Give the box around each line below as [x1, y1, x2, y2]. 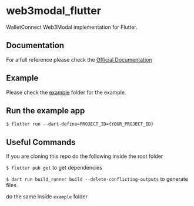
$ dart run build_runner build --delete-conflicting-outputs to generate [6, 175, 188, 183]
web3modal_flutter [6, 4, 102, 18]
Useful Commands [6, 137, 76, 147]
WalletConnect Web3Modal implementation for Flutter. [6, 23, 138, 31]
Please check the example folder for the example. [6, 89, 126, 96]
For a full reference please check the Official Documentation [6, 56, 152, 63]
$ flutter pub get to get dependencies [6, 164, 103, 171]
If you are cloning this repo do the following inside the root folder [6, 153, 163, 160]
